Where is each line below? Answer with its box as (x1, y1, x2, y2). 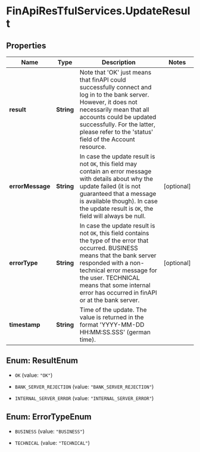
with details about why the (79, 174, 154, 183)
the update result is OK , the (79, 204, 154, 213)
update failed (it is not (79, 182, 141, 190)
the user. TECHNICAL (79, 274, 140, 282)
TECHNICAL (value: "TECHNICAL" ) (14, 439, 90, 446)
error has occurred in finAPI (79, 289, 158, 297)
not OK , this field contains (79, 229, 149, 237)
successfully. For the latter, (79, 120, 156, 129)
